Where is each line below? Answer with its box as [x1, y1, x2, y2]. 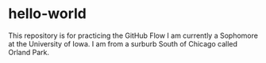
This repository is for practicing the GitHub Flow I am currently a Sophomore [8, 31, 258, 40]
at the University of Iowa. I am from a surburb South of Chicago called [8, 39, 238, 48]
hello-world [8, 5, 87, 23]
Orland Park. [8, 47, 50, 57]
